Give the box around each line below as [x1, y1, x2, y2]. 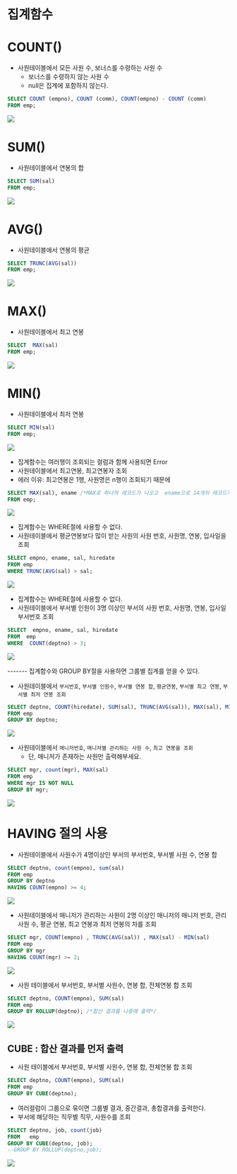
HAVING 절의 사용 [7, 825, 108, 841]
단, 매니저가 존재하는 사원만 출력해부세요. [28, 752, 142, 761]
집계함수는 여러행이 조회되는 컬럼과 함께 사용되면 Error [17, 457, 168, 466]
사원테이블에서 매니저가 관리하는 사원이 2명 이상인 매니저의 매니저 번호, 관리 [17, 911, 227, 920]
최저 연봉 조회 [30, 691, 66, 698]
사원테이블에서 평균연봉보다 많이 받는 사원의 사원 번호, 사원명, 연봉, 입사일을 [17, 531, 227, 540]
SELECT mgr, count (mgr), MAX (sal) [7, 766, 109, 773]
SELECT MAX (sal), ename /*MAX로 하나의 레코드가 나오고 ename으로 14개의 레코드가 [7, 489, 232, 496]
